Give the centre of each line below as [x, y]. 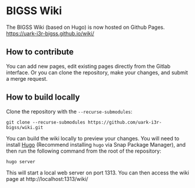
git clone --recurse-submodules [46, 122]
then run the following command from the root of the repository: [84, 151]
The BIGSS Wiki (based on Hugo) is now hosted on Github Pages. [85, 27]
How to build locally [43, 98]
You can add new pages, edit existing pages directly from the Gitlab [88, 66]
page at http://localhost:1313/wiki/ [47, 179]
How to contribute [40, 52]
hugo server [21, 161]
